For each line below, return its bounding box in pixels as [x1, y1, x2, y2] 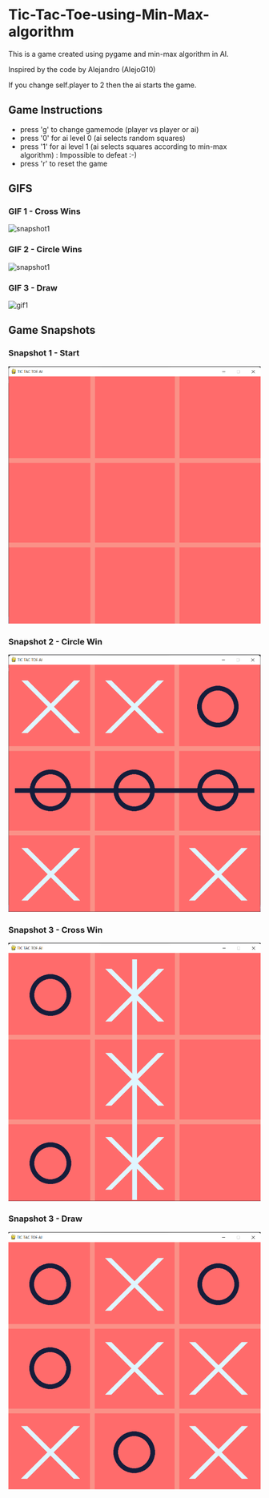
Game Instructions [8, 103, 103, 117]
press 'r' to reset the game [19, 159, 108, 168]
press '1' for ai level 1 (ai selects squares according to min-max [19, 142, 227, 151]
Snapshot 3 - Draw [8, 1213, 82, 1224]
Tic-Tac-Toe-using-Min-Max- [8, 6, 210, 24]
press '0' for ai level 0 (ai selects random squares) [19, 133, 186, 143]
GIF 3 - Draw [8, 282, 58, 293]
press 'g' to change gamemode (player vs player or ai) [19, 124, 199, 134]
